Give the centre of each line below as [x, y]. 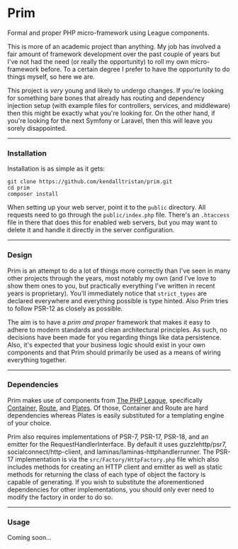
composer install [33, 194]
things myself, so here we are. [51, 77]
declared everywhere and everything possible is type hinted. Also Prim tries [118, 300]
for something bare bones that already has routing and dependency [106, 98]
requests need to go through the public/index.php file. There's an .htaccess [119, 215]
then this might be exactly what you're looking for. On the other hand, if [112, 113]
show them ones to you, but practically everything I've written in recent [111, 286]
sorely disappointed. [37, 128]
